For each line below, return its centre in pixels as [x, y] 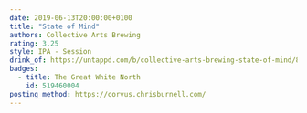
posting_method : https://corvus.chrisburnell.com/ [108, 94]
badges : [24, 69]
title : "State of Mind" [55, 26]
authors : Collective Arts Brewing [75, 35]
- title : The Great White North [79, 77]
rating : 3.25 [34, 43]
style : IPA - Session [51, 52]
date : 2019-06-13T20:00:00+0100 [71, 18]
